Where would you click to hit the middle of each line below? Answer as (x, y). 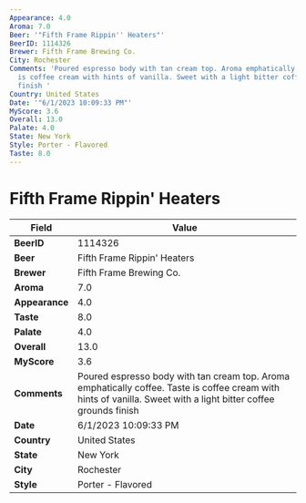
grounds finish (108, 410)
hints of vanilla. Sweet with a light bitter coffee (176, 399)
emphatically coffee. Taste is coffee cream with (178, 387)
